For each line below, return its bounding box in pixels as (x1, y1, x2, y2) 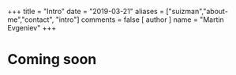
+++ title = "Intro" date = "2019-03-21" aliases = (7, 7, 165, 16)
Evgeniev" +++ (7, 23, 57, 32)
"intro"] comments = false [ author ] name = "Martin (55, 15, 224, 24)
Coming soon (7, 51, 97, 69)
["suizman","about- (166, 7, 228, 16)
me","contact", (7, 15, 54, 24)
